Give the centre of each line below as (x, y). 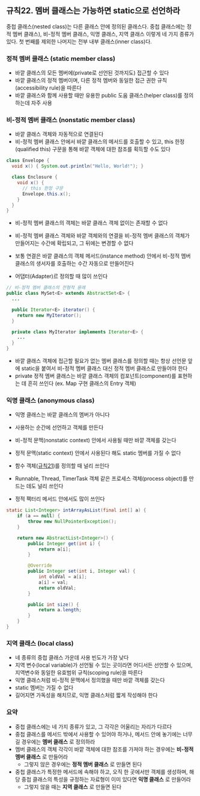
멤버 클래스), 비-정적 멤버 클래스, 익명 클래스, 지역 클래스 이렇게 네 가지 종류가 (103, 34)
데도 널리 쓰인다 (45, 486)
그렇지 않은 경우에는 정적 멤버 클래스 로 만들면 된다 (83, 764)
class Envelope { (28, 161)
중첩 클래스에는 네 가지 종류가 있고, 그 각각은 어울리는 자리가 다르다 (93, 726)
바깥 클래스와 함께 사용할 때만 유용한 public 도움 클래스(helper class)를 (98, 96)
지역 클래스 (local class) (40, 643)
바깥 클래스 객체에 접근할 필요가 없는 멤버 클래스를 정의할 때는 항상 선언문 (101, 361)
